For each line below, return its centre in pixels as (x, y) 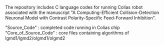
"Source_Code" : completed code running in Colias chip (62, 27)
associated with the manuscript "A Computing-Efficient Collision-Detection (82, 12)
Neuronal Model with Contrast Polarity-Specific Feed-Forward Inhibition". (80, 18)
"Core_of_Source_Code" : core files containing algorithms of (67, 33)
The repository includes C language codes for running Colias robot (74, 7)
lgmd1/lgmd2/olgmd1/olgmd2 (35, 38)
